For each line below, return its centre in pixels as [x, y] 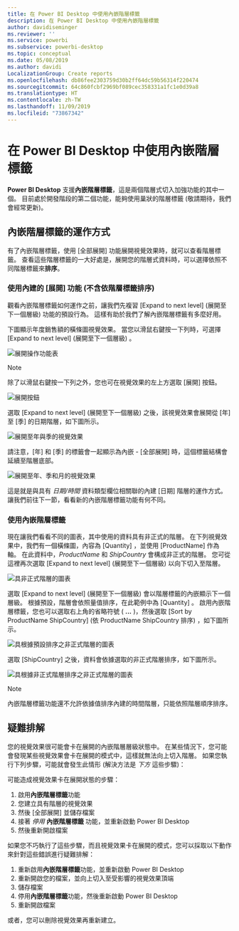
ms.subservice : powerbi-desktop [55, 47]
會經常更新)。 [27, 207]
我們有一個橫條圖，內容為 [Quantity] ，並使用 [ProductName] [116, 546]
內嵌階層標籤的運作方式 [59, 232]
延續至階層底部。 [32, 461]
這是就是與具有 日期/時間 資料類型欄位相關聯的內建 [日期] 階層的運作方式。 [117, 490]
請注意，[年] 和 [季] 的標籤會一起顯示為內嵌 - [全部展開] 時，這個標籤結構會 [117, 451]
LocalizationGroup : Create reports [60, 73]
